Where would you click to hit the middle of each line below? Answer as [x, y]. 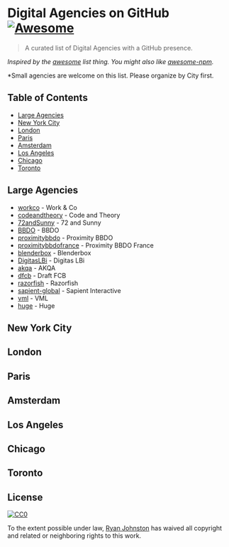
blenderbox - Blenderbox [54, 253]
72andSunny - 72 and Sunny [59, 223]
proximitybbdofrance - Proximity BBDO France [86, 245]
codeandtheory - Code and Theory [69, 215]
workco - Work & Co [48, 207]
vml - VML [33, 298]
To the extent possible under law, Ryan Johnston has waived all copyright [114, 529]
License [25, 497]
